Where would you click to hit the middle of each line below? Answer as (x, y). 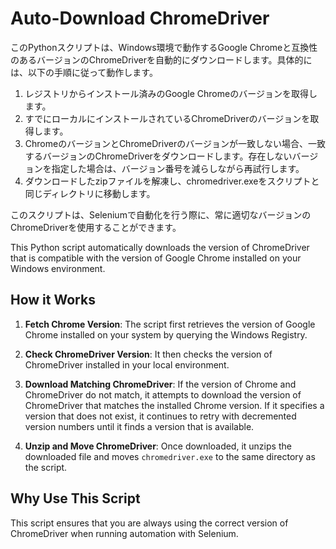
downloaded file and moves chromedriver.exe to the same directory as (170, 456)
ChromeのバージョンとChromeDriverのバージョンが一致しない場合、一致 (175, 143)
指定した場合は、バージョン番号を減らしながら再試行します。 (178, 168)
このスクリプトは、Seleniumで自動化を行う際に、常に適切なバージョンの (161, 214)
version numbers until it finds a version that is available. (139, 426)
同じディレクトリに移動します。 (90, 193)
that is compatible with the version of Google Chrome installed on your (156, 258)
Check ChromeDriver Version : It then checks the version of (148, 354)
